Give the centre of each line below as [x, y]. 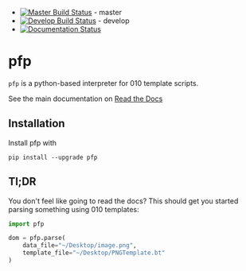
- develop [114, 21]
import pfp [26, 224]
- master [107, 12]
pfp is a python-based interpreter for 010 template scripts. [103, 83]
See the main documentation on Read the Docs [86, 99]
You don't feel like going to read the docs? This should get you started [123, 201]
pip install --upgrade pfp [53, 157]
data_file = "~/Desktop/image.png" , [80, 246]
